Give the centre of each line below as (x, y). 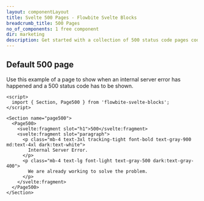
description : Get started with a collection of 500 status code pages (97, 40)
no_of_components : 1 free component (53, 29)
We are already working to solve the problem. (88, 171)
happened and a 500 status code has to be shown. (70, 86)
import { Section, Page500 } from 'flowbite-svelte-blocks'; (91, 102)
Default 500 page (40, 65)
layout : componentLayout (38, 12)
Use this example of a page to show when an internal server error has (93, 79)
